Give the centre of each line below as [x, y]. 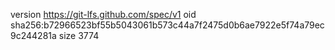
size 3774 [79, 35]
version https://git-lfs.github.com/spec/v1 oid [103, 14]
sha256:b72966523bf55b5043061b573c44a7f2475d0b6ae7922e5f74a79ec [167, 25]
